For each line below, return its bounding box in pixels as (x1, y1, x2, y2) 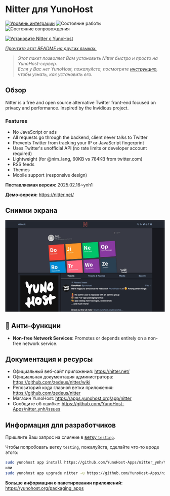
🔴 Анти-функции (5, 322, 61, 330)
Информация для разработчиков (5, 421, 116, 429)
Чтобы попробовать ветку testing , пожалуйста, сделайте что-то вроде (5, 444, 159, 450)
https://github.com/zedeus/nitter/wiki (12, 379, 91, 386)
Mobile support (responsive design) (12, 172, 88, 178)
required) (12, 150, 32, 157)
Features (5, 118, 28, 125)
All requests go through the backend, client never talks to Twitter (12, 134, 148, 140)
